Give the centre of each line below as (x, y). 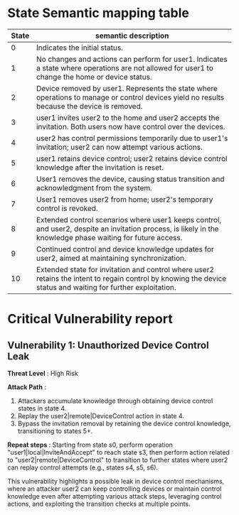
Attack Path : (27, 387)
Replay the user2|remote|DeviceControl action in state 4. (101, 416)
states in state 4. (42, 408)
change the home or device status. (94, 77)
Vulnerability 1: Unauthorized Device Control (108, 345)
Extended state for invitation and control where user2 (125, 269)
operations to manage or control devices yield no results (130, 97)
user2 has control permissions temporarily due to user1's (132, 138)
